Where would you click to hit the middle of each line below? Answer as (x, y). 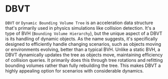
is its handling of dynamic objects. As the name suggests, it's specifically (81, 39)
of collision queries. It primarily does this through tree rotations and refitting (84, 60)
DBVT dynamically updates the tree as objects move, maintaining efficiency (84, 55)
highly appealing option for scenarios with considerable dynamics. (75, 70)
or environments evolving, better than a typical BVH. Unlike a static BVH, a (83, 49)
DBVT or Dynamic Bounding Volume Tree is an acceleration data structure (79, 23)
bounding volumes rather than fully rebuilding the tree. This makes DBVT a (83, 65)
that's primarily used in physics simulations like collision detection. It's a (80, 28)
